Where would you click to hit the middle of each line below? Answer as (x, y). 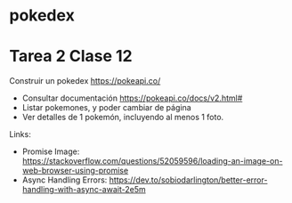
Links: (20, 134)
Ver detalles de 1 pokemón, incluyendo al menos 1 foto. (123, 118)
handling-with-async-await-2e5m (84, 190)
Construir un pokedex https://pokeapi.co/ (85, 81)
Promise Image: (51, 151)
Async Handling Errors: (65, 180)
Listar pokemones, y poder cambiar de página (106, 108)
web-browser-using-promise (75, 171)
